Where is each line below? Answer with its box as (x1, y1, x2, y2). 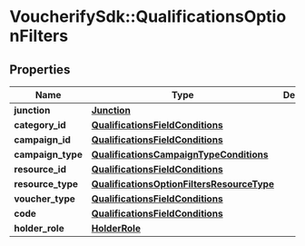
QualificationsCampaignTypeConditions (91, 148, 269, 161)
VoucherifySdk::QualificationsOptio (9, 6, 287, 27)
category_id (14, 119, 66, 131)
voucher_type (14, 192, 75, 205)
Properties (9, 62, 71, 77)
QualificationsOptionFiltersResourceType (91, 178, 275, 190)
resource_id (14, 163, 66, 175)
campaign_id (14, 133, 71, 146)
